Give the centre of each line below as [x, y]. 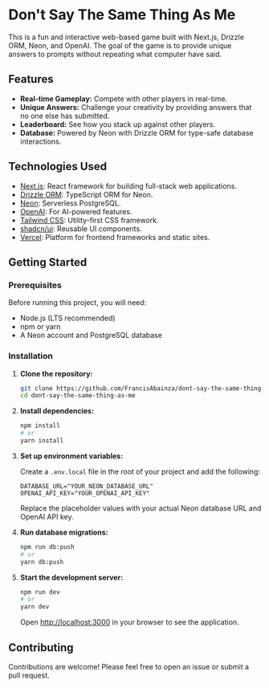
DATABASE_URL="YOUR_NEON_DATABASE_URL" [87, 486]
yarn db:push [42, 562]
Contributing [41, 647]
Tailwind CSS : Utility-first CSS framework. [89, 220]
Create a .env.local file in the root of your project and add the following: [140, 471]
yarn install [42, 441]
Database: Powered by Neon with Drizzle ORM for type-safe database [137, 132]
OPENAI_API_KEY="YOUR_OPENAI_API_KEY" [85, 493]
